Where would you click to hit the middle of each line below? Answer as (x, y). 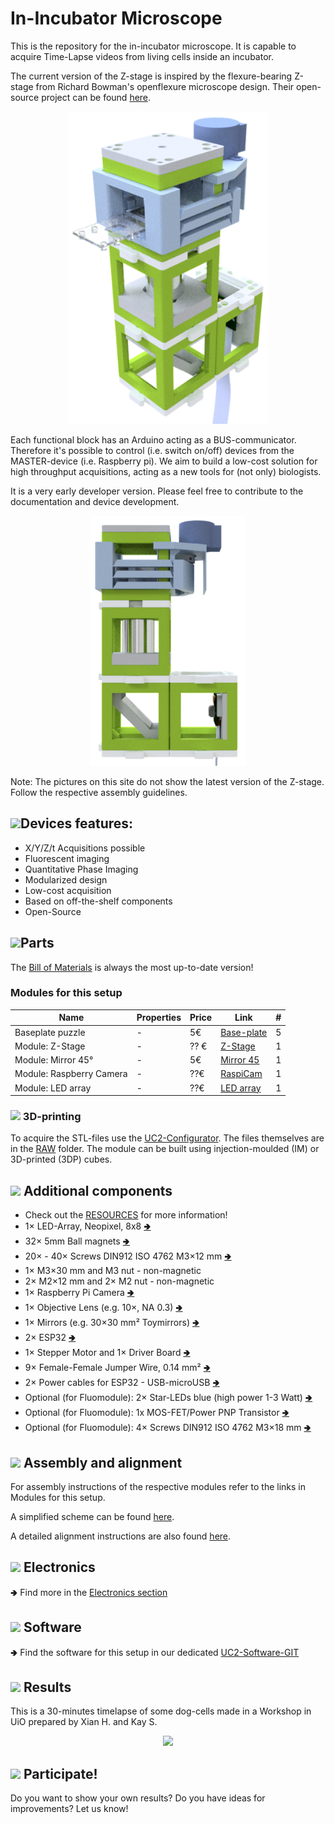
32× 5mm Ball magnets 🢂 (77, 1241)
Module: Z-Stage (50, 1046)
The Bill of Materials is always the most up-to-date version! (132, 967)
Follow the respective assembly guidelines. (99, 792)
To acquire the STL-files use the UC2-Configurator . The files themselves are (167, 1138)
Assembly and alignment (103, 1462)
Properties (159, 1018)
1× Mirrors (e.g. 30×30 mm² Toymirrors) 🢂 (112, 1323)
